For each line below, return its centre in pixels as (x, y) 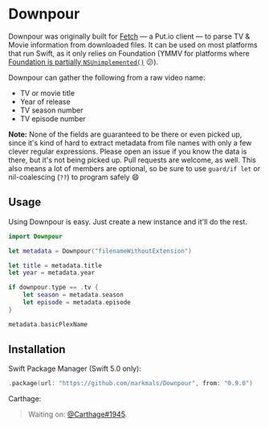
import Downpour (35, 236)
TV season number (51, 110)
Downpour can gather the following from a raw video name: (107, 77)
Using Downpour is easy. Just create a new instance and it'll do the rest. (128, 221)
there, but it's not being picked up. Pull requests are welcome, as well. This (132, 160)
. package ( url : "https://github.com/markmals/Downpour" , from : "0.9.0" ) (130, 384)
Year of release (45, 101)
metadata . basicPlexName (48, 324)
